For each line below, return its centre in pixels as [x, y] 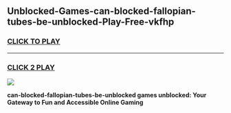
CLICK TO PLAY [34, 42]
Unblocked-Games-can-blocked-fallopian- [101, 11]
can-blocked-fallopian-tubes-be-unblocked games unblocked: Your [107, 95]
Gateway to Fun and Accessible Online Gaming [75, 102]
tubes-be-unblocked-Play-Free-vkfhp [91, 22]
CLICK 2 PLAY [31, 67]
